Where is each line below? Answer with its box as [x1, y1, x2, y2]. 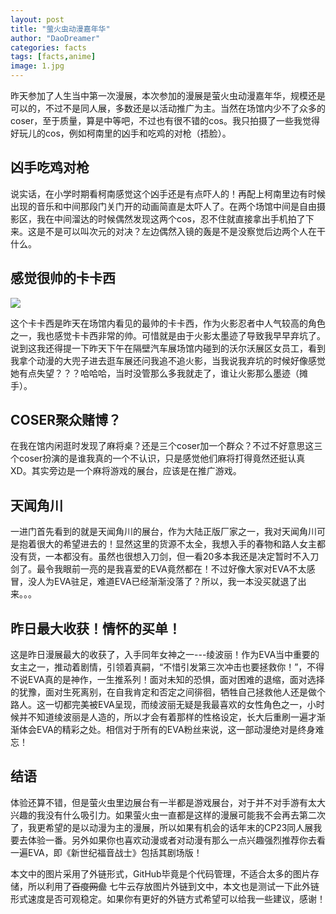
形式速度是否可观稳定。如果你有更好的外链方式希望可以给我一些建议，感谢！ [10, 892, 326, 905]
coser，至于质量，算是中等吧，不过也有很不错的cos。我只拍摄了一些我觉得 [10, 115, 320, 126]
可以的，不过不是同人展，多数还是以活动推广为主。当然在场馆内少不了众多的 [10, 102, 326, 114]
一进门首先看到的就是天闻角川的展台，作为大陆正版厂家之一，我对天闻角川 [10, 526, 317, 538]
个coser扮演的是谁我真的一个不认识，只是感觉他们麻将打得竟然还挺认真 [10, 452, 306, 465]
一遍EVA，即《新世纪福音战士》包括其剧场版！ [10, 846, 203, 858]
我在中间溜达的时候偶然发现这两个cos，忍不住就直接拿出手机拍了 [36, 212, 306, 225]
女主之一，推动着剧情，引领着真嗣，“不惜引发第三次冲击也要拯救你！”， [10, 661, 308, 673]
